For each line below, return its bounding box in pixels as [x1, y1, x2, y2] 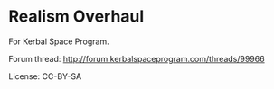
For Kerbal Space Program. [8, 36, 109, 47]
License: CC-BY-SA [8, 70, 82, 82]
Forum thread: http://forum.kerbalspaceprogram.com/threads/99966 [8, 53, 265, 64]
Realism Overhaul [8, 6, 145, 27]
